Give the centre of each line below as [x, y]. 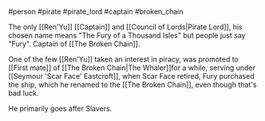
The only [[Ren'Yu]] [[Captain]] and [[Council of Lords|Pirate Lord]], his [125, 27]
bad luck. [24, 93]
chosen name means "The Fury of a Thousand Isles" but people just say [127, 35]
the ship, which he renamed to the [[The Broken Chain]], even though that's [132, 84]
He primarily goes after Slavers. [60, 108]
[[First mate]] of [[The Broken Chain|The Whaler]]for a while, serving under [132, 68]
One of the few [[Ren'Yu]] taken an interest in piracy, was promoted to [124, 59]
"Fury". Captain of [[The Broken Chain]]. [74, 44]
